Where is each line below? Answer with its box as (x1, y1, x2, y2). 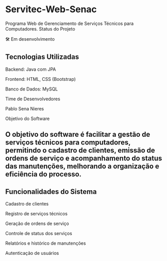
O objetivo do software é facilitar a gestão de (5, 130, 150, 139)
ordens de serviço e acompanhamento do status (5, 154, 162, 163)
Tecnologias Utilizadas (5, 52, 79, 62)
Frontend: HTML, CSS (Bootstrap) (5, 76, 76, 82)
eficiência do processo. (5, 170, 82, 179)
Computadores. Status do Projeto (5, 25, 75, 32)
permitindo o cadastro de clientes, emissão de (5, 146, 155, 155)
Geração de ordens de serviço (5, 220, 69, 226)
